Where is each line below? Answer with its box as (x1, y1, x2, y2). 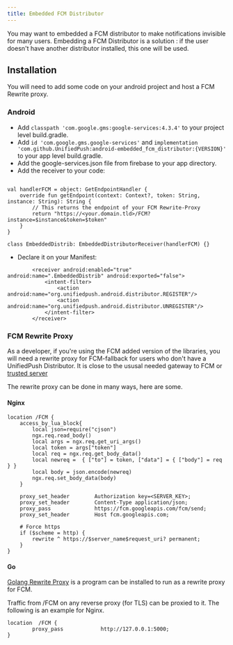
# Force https (19, 523, 61, 531)
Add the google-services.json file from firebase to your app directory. (17, 159, 217, 167)
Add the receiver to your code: (17, 166, 106, 175)
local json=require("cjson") (32, 426, 117, 433)
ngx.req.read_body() (32, 432, 92, 439)
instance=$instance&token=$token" (7, 216, 108, 223)
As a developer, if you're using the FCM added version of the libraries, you (7, 347, 220, 356)
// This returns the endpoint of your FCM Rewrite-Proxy (32, 204, 200, 211)
